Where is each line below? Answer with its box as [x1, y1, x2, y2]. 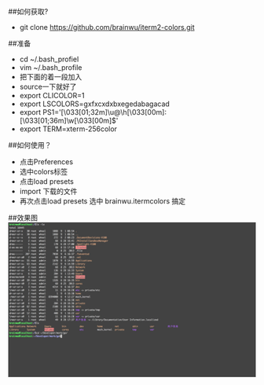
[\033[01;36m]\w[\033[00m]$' [19, 116, 119, 125]
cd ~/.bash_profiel [19, 54, 79, 64]
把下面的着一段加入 [19, 72, 82, 81]
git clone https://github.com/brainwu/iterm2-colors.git [19, 23, 195, 31]
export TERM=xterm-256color [19, 124, 118, 134]
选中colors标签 [19, 167, 68, 176]
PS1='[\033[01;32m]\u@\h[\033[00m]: [42, 108, 167, 116]
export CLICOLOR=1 [19, 91, 85, 100]
